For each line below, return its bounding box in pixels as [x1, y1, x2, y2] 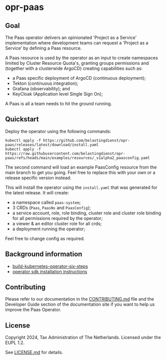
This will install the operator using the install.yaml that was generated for [5, 184, 158, 190]
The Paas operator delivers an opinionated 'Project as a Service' [5, 34, 137, 40]
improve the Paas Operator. [5, 307, 61, 313]
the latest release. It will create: [5, 189, 69, 195]
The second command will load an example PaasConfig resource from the [5, 164, 157, 170]
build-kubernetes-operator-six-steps [12, 263, 88, 269]
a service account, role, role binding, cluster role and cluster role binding [12, 210, 162, 216]
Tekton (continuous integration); [12, 80, 79, 86]
